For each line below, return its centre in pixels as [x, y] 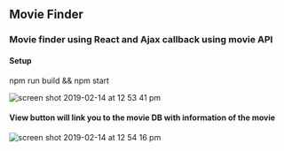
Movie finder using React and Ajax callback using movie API [141, 40]
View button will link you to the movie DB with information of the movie [142, 117]
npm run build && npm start [59, 80]
